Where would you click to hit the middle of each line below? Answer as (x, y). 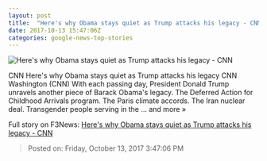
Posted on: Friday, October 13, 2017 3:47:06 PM (106, 148)
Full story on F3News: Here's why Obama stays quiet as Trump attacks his (130, 125)
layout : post (30, 15)
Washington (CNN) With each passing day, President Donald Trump (119, 84)
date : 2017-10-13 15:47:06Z (55, 30)
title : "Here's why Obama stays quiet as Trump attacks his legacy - (128, 23)
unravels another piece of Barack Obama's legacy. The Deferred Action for (131, 93)
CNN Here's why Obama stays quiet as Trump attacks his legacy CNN (123, 75)
